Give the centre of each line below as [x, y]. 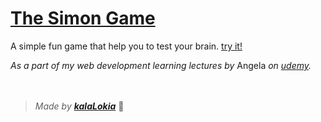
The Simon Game [83, 18]
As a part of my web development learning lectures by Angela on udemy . [161, 65]
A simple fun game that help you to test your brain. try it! [126, 46]
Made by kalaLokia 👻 [79, 106]
